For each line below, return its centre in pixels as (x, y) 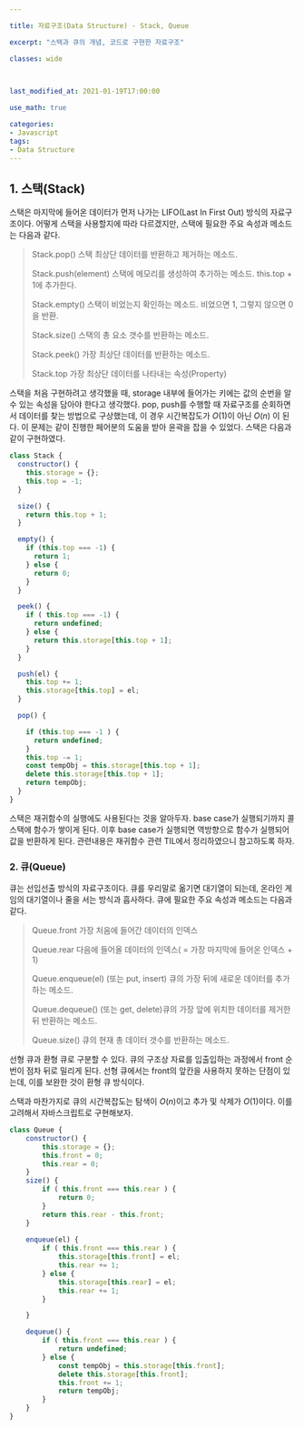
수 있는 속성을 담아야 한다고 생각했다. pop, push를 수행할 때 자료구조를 (135, 405)
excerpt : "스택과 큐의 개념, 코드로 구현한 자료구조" (97, 42)
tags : (20, 141)
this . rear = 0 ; (71, 1164)
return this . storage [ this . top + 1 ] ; (103, 640)
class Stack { (36, 456)
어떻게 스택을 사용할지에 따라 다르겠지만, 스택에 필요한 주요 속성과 (152, 224)
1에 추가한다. (54, 285)
